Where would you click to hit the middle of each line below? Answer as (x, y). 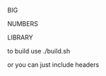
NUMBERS (23, 24)
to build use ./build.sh (39, 51)
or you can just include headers (53, 65)
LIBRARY (20, 37)
